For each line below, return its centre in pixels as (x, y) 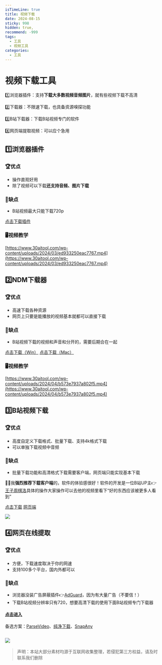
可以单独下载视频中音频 (36, 447)
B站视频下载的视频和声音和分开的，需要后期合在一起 (65, 342)
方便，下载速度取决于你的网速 (42, 563)
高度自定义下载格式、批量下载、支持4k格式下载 (59, 441)
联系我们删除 (30, 658)
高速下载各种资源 (29, 310)
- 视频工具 (19, 46)
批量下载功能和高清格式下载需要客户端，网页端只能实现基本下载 (76, 472)
